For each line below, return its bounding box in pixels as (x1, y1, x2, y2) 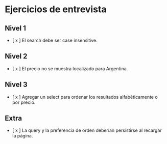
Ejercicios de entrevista (5, 4, 107, 15)
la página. (12, 133, 33, 139)
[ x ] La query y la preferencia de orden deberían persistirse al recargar (12, 127, 162, 133)
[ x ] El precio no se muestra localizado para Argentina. (12, 65, 128, 72)
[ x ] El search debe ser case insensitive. (12, 37, 98, 43)
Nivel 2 (5, 52, 28, 61)
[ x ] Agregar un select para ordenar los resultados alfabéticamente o (12, 94, 158, 100)
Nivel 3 (5, 80, 28, 89)
